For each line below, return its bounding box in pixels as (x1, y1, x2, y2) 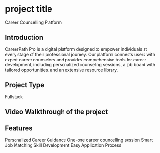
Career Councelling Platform (5, 19, 62, 25)
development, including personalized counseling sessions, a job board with (5, 61, 155, 67)
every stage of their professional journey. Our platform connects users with (5, 51, 155, 57)
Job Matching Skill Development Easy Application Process (5, 142, 122, 148)
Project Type (5, 81, 45, 89)
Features (5, 124, 32, 133)
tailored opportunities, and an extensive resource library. (5, 67, 118, 73)
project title (5, 3, 52, 15)
